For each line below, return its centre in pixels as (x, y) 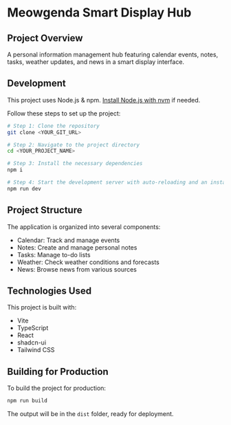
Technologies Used (49, 291)
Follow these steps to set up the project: (64, 113)
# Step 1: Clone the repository (53, 126)
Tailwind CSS (36, 350)
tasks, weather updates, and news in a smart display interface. (96, 62)
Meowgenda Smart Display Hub (99, 13)
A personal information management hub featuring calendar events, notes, (113, 54)
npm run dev (24, 188)
